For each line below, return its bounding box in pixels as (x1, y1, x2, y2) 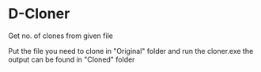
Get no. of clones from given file (8, 31, 113, 40)
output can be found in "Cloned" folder (8, 55, 135, 64)
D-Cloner (8, 5, 70, 23)
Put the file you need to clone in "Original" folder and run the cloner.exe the (8, 46, 254, 55)
